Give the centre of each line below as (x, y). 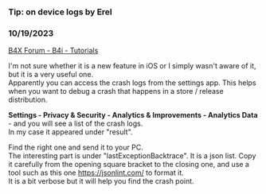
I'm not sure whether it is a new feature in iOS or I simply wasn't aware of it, (132, 66)
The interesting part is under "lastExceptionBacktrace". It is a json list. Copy (132, 156)
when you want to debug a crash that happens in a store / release (116, 91)
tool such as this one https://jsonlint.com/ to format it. (96, 173)
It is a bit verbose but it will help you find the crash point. (101, 181)
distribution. (28, 100)
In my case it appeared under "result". (70, 132)
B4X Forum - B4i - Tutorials (53, 51)
